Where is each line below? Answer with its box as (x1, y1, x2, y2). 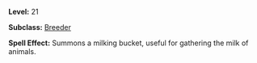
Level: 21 (8, 7, 39, 16)
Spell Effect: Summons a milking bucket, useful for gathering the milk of (8, 38, 249, 48)
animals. (8, 47, 36, 56)
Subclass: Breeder (8, 23, 71, 31)
